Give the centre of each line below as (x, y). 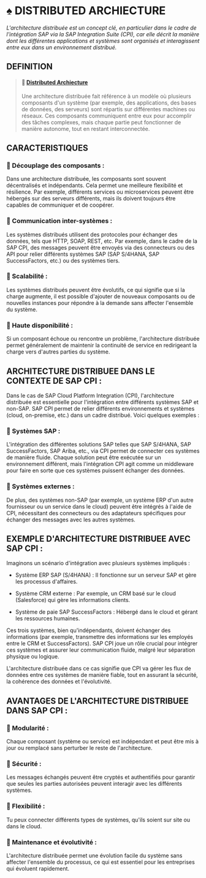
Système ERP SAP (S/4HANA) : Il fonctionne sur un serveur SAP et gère (106, 575)
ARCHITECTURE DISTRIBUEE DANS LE (81, 371)
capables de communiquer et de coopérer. (60, 205)
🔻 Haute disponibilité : (40, 325)
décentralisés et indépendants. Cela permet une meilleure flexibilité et (95, 186)
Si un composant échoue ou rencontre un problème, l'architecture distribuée (103, 339)
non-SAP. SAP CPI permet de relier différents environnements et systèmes (101, 408)
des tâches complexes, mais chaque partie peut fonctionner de (101, 122)
